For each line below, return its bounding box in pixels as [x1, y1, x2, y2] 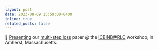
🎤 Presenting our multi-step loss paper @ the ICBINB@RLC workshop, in [5, 34, 154, 40]
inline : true [5, 16, 32, 21]
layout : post [5, 7, 32, 12]
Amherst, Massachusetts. [5, 40, 58, 46]
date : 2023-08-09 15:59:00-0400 [5, 12, 72, 17]
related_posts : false [5, 21, 50, 26]
